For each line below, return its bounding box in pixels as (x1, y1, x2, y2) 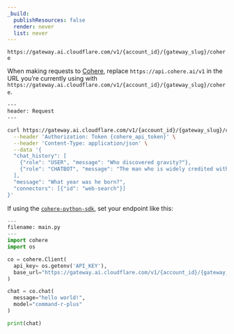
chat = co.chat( (7, 288, 54, 295)
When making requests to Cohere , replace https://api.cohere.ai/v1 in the (7, 67, 223, 75)
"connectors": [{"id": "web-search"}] (13, 185, 127, 192)
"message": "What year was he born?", (13, 178, 127, 185)
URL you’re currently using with (7, 74, 97, 83)
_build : (7, 10, 30, 17)
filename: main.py (7, 224, 61, 231)
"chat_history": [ (13, 152, 68, 160)
